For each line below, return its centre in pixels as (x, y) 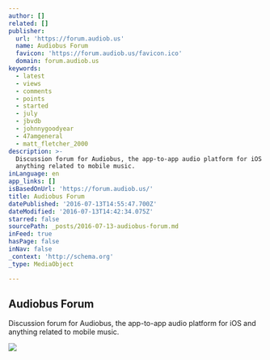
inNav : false (30, 249)
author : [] (27, 16)
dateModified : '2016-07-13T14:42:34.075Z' (81, 211)
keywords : (25, 69)
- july (27, 114)
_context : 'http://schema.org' (61, 256)
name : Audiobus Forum (52, 46)
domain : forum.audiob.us (57, 61)
